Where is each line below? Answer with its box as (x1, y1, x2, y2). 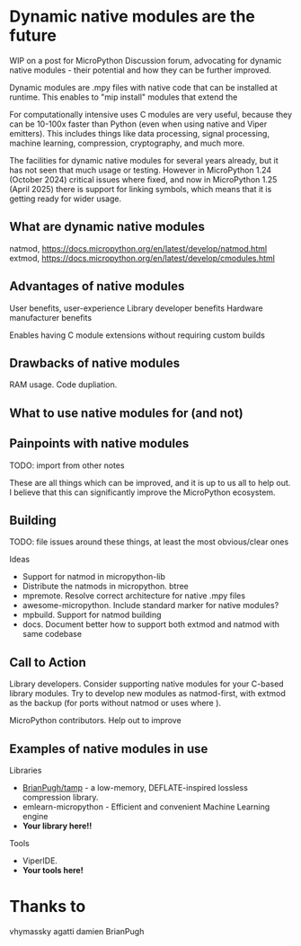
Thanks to (9, 897, 86, 917)
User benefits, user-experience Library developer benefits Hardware (9, 303, 263, 314)
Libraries (9, 765, 42, 776)
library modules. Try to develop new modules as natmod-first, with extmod (9, 688, 286, 699)
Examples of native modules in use (9, 741, 208, 756)
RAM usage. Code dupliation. (9, 379, 118, 390)
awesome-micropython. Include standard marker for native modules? (22, 600, 279, 611)
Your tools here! (22, 865, 84, 876)
